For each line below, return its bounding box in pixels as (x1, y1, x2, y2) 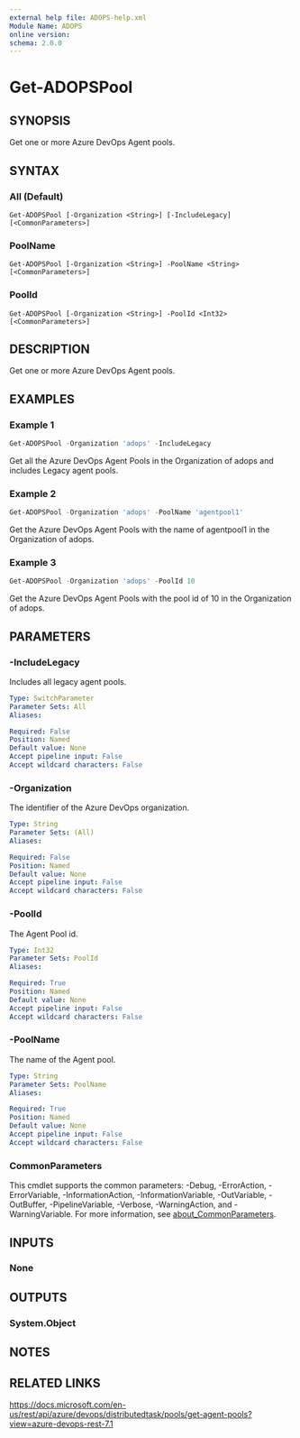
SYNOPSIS (9, 113, 71, 128)
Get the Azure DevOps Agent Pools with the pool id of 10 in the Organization (9, 593, 292, 604)
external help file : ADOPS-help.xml (9, 13, 147, 23)
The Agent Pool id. (9, 928, 78, 939)
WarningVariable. (9, 1209, 74, 1220)
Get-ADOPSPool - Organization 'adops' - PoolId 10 (9, 576, 195, 586)
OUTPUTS (9, 1289, 68, 1304)
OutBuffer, (9, 1199, 48, 1210)
